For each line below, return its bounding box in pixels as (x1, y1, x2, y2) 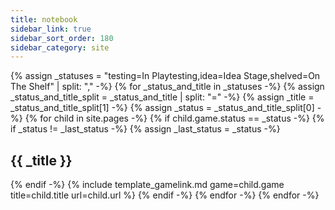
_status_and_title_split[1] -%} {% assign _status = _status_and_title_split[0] (10, 102, 315, 114)
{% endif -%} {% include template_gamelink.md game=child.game (10, 179, 285, 191)
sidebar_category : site (10, 42, 110, 53)
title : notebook (10, 14, 78, 25)
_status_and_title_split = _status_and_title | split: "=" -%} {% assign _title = (10, 91, 315, 103)
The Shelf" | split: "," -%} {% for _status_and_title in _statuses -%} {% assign (10, 81, 325, 93)
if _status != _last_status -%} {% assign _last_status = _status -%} (10, 123, 281, 135)
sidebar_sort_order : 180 (10, 33, 114, 43)
